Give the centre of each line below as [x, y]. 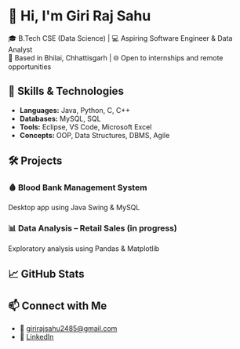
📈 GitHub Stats [46, 274]
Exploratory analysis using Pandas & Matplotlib [84, 248]
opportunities [30, 67]
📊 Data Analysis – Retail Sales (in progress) [93, 228]
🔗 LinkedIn [36, 336]
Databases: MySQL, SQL [60, 118]
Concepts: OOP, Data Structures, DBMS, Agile [95, 135]
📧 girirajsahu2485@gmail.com [68, 328]
